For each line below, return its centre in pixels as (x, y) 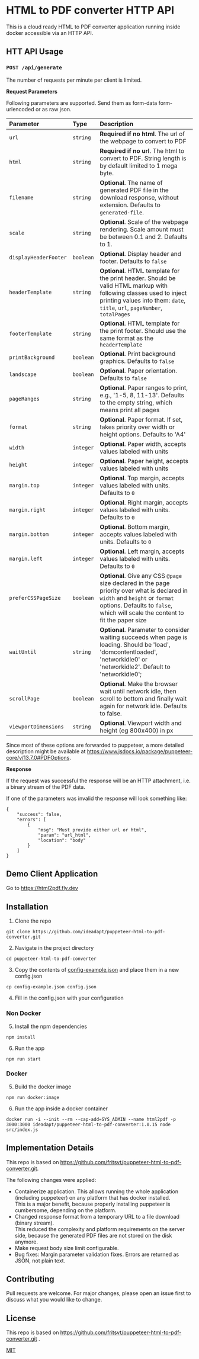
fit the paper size (123, 620)
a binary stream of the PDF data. (46, 787)
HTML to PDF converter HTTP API (90, 10)
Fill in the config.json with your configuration (69, 998)
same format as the (127, 338)
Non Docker (24, 1013)
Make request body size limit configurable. (67, 1248)
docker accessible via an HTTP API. (50, 33)
